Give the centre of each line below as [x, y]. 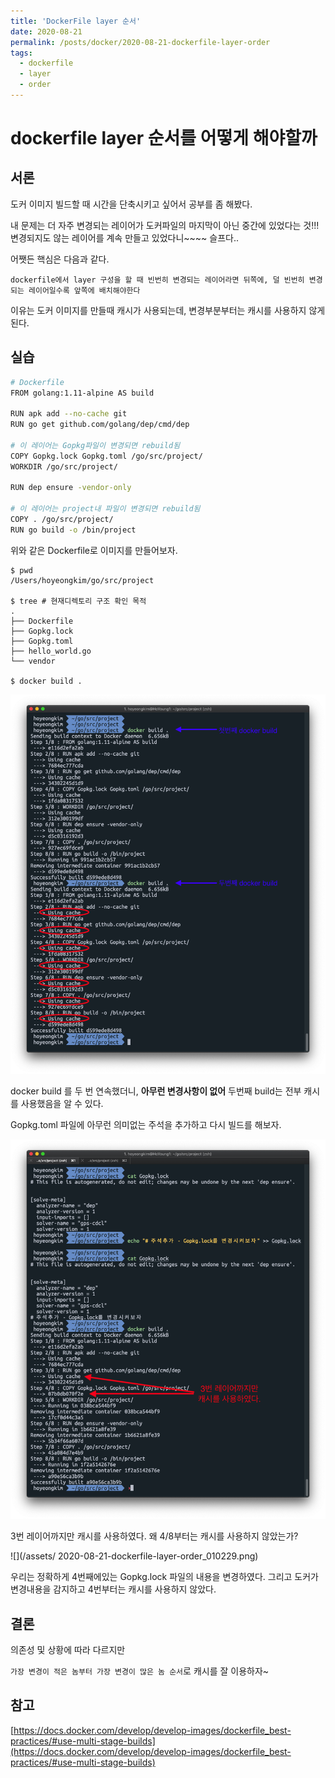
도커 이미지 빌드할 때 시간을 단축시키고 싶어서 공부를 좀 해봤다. [131, 204]
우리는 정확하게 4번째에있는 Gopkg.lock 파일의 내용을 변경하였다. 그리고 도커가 [164, 1577]
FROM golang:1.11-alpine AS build [82, 393]
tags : [21, 53]
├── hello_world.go [51, 651]
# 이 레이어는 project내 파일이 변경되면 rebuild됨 [105, 509]
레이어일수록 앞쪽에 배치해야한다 [84, 290]
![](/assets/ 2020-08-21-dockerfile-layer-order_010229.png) [134, 1556]
